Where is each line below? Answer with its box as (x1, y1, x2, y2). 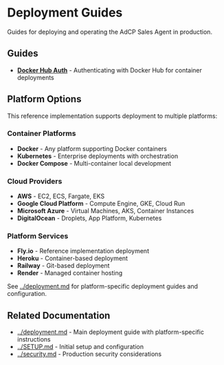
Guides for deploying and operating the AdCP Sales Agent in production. (7, 28, 213, 36)
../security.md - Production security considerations (16, 350, 162, 358)
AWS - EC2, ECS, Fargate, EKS (16, 192, 105, 201)
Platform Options (7, 93, 82, 105)
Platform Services (7, 231, 69, 241)
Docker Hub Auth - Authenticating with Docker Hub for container (16, 66, 203, 74)
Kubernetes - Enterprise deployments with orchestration (16, 152, 179, 160)
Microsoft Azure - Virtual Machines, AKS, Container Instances (16, 207, 194, 215)
